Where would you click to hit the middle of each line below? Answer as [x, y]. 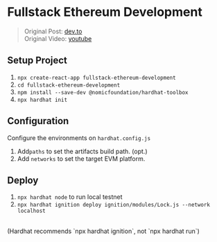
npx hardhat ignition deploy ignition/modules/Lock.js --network [113, 205]
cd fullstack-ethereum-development [69, 85]
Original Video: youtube [58, 38]
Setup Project [37, 61]
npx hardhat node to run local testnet [70, 197]
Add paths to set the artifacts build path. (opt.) [82, 151]
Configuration [38, 121]
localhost [32, 211]
